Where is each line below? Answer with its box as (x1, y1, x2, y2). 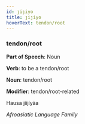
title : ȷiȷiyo (6, 14, 42, 20)
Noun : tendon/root (6, 76, 53, 83)
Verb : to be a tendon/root (6, 64, 69, 72)
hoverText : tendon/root (6, 20, 66, 26)
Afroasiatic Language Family (6, 111, 78, 118)
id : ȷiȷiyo (6, 8, 34, 15)
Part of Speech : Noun (6, 53, 61, 60)
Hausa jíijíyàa (6, 99, 39, 106)
